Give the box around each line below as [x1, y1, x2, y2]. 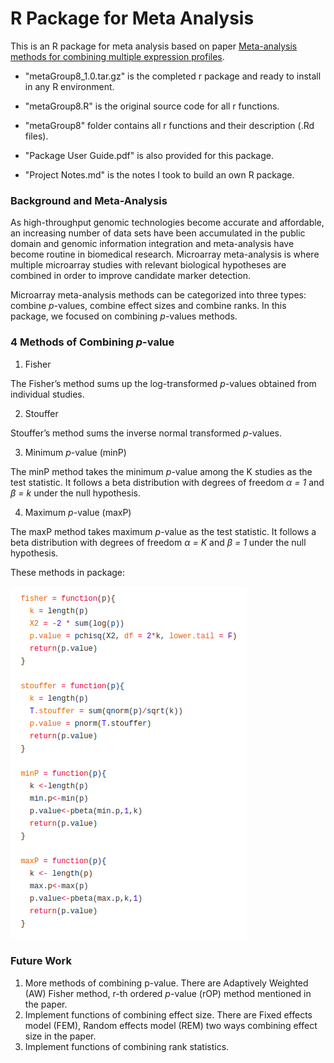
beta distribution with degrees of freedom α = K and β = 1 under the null [10, 536, 307, 548]
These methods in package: [10, 566, 126, 578]
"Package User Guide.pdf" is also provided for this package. [24, 149, 274, 161]
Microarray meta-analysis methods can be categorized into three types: [10, 289, 307, 301]
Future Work [10, 954, 72, 968]
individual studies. [10, 388, 85, 400]
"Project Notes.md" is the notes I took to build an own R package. [24, 168, 295, 181]
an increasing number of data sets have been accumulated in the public [10, 227, 306, 239]
